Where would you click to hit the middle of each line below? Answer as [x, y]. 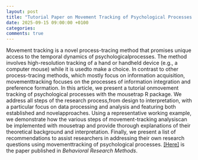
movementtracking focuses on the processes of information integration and [98, 82]
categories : [21, 28]
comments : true [25, 34]
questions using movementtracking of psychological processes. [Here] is [95, 145]
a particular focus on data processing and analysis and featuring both [91, 107]
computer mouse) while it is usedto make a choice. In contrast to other [92, 69]
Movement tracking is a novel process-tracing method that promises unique [99, 50]
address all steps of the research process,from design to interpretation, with [99, 100]
